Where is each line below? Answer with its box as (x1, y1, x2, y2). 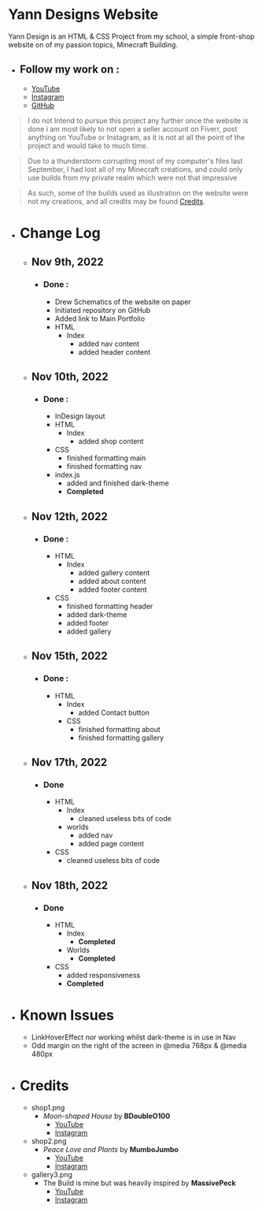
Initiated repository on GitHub (54, 305, 151, 314)
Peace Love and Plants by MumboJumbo (42, 1144, 179, 1154)
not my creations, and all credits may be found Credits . (27, 196, 206, 206)
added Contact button (78, 708, 149, 717)
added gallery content (78, 568, 150, 577)
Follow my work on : (19, 63, 120, 76)
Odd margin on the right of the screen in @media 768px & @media (31, 1041, 247, 1050)
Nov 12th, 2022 (31, 510, 108, 523)
